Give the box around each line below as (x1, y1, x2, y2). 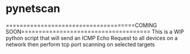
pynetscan (5, 2, 61, 16)
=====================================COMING (5, 22, 157, 29)
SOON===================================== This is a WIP (5, 28, 185, 35)
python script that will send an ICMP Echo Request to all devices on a (5, 34, 178, 41)
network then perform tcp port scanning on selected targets (5, 41, 155, 48)
